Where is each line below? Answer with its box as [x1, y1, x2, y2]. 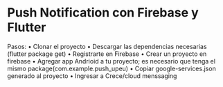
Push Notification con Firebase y [7, 5, 199, 21]
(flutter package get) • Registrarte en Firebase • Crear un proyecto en [7, 50, 207, 58]
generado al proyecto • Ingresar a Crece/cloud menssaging [7, 71, 177, 80]
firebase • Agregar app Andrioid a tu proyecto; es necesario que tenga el [7, 57, 216, 65]
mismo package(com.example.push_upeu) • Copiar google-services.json [7, 64, 216, 72]
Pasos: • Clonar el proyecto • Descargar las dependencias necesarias [7, 42, 207, 50]
